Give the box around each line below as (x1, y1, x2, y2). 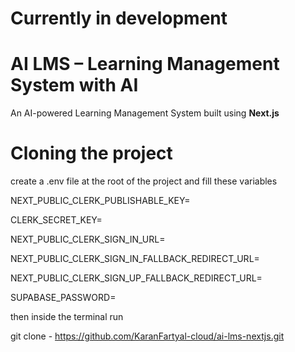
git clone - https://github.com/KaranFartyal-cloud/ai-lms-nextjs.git (10, 330, 285, 342)
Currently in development (10, 7, 228, 30)
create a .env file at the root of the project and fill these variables (10, 175, 278, 187)
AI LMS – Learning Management (10, 53, 280, 76)
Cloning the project (10, 142, 173, 165)
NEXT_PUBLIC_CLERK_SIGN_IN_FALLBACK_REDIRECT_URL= (10, 253, 260, 265)
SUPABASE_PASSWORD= (10, 292, 117, 304)
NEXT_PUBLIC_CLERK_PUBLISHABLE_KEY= (10, 195, 191, 207)
